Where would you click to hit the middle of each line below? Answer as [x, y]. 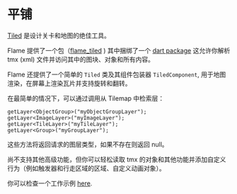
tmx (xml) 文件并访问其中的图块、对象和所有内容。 [81, 59]
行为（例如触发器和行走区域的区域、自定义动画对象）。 [86, 168]
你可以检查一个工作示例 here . [50, 183]
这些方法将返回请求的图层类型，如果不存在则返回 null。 [88, 144]
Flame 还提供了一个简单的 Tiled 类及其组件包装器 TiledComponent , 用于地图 [117, 74]
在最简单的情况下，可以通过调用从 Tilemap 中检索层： [86, 98]
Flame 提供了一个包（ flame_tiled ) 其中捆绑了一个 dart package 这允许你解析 [119, 50]
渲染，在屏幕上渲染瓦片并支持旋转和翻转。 [69, 83]
